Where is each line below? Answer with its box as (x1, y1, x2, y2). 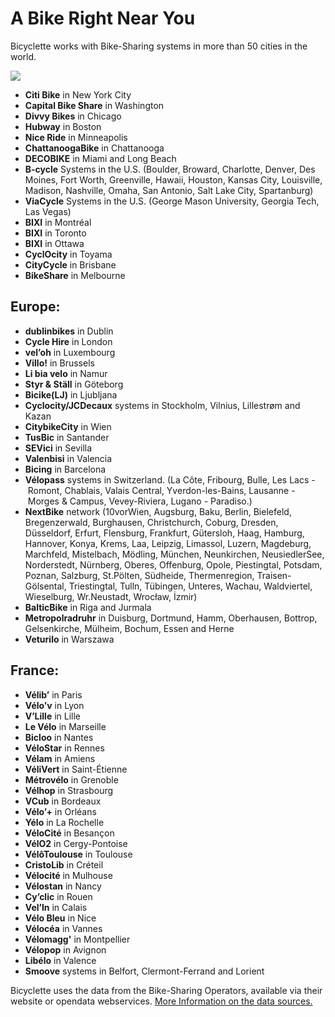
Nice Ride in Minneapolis (24, 131, 128, 143)
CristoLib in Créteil (24, 858, 104, 871)
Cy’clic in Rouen (24, 890, 93, 902)
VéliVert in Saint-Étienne (24, 763, 128, 775)
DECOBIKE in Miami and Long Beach (24, 152, 177, 164)
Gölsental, (24, 580, 67, 592)
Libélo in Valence (24, 954, 97, 966)
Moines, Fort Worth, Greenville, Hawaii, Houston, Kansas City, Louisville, (24, 173, 323, 186)
